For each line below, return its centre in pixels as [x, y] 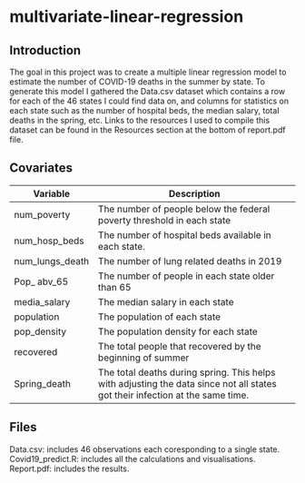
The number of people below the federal [184, 209]
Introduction [45, 50]
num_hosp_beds [49, 241]
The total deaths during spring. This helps [187, 372]
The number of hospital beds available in [185, 235]
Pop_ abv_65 [41, 281]
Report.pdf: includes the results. [69, 468]
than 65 [115, 287]
